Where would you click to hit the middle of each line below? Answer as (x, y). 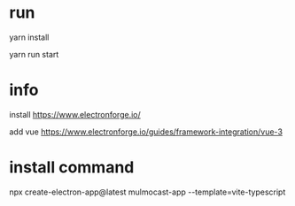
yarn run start (34, 54)
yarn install (29, 37)
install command (72, 168)
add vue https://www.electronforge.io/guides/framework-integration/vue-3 (146, 132)
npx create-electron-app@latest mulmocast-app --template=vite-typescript (147, 192)
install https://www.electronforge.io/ (75, 114)
